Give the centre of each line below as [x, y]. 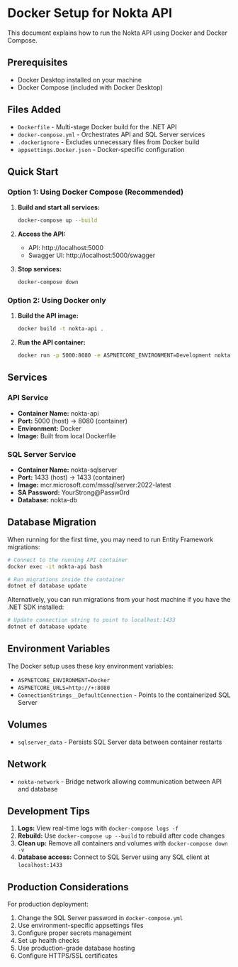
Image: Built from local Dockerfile [67, 436]
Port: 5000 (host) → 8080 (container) [73, 421]
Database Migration [52, 523]
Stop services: [40, 269]
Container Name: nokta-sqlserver [67, 470]
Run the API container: [52, 342]
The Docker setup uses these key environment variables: [90, 666]
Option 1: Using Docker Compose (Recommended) [96, 192]
